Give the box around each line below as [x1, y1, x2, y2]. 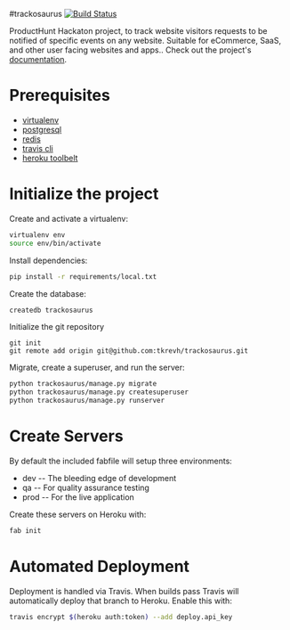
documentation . [9, 54, 68, 64]
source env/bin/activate [9, 239, 101, 248]
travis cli [21, 143, 53, 153]
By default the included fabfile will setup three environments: [9, 455, 233, 466]
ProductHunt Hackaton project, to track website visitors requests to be [9, 26, 268, 36]
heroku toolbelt [21, 152, 78, 163]
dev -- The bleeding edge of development [21, 472, 177, 483]
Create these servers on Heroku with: [9, 509, 147, 520]
